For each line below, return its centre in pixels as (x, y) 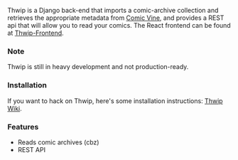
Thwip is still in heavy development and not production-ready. (98, 67)
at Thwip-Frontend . (36, 33)
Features (23, 127)
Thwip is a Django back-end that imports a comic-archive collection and (113, 10)
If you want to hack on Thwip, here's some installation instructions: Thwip (115, 101)
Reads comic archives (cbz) (58, 142)
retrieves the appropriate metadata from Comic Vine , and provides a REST (116, 18)
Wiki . (15, 108)
